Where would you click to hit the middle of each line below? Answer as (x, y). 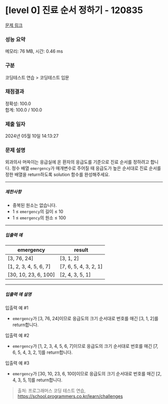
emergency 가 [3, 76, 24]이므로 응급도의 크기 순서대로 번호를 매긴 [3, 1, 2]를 (85, 319)
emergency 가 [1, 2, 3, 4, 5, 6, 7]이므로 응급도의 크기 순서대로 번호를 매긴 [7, (85, 346)
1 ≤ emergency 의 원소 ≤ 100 (39, 218)
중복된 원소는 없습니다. (34, 205)
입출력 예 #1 (17, 308)
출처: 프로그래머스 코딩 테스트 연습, (51, 391)
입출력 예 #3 (17, 363)
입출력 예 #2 (17, 335)
